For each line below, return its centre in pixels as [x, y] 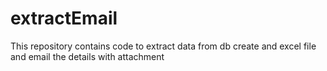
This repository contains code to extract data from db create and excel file [163, 46]
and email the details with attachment [87, 56]
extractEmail [64, 18]
